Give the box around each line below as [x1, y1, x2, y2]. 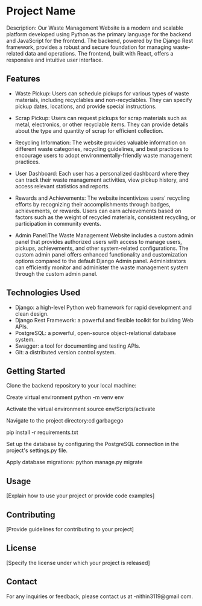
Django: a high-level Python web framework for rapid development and [14, 304, 192, 311]
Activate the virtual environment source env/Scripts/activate [6, 406, 156, 413]
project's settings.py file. [6, 447, 68, 454]
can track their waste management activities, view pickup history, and [14, 176, 189, 183]
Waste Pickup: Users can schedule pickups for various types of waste [14, 89, 189, 97]
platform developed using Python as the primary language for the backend [6, 30, 192, 37]
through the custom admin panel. [14, 270, 98, 277]
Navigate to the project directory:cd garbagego [6, 417, 124, 424]
